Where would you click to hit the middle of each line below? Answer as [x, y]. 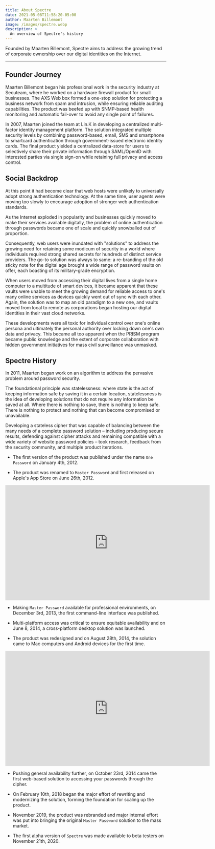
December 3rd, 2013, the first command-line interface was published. [86, 613]
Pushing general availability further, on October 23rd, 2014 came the [85, 773]
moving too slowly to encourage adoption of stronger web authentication [82, 201]
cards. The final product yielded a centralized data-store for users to [77, 146]
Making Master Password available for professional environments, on [84, 608]
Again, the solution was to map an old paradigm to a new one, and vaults [82, 302]
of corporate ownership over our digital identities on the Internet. [74, 54]
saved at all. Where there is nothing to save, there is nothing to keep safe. [82, 405]
